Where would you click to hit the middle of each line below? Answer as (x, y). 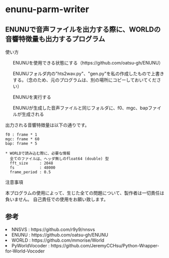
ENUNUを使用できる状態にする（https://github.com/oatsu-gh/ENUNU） (88, 63)
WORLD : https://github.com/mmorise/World (58, 240)
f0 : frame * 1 (21, 135)
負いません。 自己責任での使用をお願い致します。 (57, 199)
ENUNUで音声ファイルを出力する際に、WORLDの (83, 29)
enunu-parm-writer (47, 9)
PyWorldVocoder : (31, 245)
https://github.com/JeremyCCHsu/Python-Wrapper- (105, 245)
